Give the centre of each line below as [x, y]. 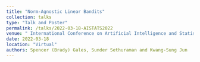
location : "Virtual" [32, 45]
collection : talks [29, 17]
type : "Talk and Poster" [37, 22]
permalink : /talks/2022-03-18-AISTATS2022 [60, 28]
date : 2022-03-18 [28, 39]
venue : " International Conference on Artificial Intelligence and [92, 34]
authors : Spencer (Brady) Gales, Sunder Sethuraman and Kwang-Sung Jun [97, 50]
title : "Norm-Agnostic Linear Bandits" [56, 12]
